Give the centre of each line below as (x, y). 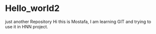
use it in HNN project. (27, 26)
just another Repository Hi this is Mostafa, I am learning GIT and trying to (78, 22)
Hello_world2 (32, 8)
